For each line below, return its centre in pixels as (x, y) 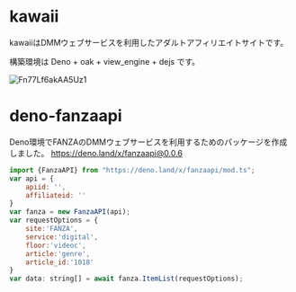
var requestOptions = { (54, 221)
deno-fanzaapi (66, 116)
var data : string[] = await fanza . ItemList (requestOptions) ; (126, 279)
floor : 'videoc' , (56, 245)
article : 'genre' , (58, 253)
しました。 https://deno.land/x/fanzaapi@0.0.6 (96, 153)
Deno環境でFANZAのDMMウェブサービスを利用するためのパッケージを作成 (148, 142)
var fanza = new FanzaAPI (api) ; (70, 212)
